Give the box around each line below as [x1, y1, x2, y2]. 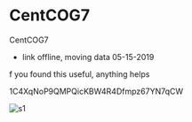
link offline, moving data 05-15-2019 [21, 51, 155, 62]
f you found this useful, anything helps [9, 68, 150, 80]
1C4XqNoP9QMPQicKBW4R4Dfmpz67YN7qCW [9, 86, 184, 96]
